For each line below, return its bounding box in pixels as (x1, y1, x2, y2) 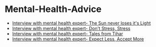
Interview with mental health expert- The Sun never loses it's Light (12, 20, 151, 26)
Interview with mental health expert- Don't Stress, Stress (12, 25, 131, 31)
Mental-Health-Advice (5, 3, 102, 15)
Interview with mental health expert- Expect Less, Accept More (12, 36, 144, 42)
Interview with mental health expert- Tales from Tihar (12, 30, 124, 36)
